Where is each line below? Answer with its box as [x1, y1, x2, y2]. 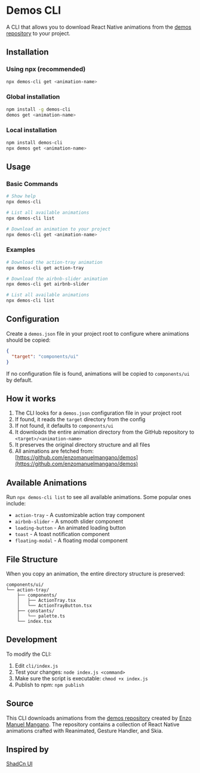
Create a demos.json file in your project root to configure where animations [6, 330, 189, 337]
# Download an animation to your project [6, 226, 111, 232]
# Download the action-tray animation [6, 259, 103, 265]
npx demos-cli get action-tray [6, 264, 84, 271]
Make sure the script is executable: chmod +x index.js [14, 674, 148, 682]
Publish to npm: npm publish [14, 681, 85, 688]
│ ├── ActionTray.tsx [17, 597, 76, 603]
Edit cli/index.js [14, 662, 59, 669]
